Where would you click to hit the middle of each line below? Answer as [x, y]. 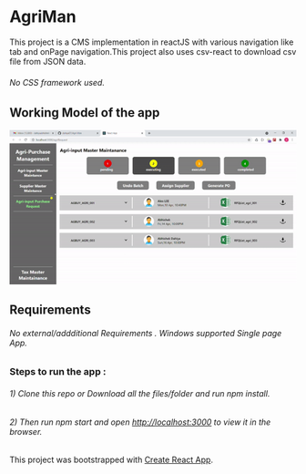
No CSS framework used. [57, 82]
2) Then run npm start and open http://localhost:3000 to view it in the [140, 422]
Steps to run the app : [58, 372]
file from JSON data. [48, 61]
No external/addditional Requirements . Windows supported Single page [146, 333]
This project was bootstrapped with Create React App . [112, 460]
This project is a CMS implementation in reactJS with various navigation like [152, 42]
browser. [26, 431]
